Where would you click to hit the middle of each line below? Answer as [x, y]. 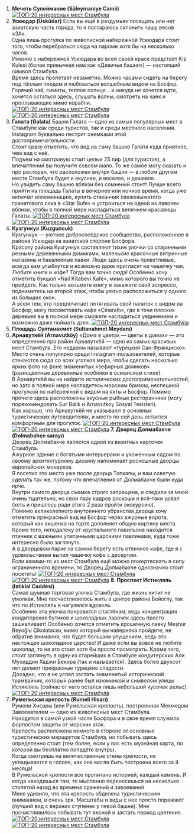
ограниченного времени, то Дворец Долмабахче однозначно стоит [97, 567]
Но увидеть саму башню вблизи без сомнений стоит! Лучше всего [96, 184]
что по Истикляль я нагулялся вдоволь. [62, 605]
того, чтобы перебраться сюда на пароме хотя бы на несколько [93, 46]
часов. [20, 52]
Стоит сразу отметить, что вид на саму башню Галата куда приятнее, [100, 147]
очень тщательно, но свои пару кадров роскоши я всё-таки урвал [95, 498]
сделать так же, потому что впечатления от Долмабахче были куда [97, 479]
